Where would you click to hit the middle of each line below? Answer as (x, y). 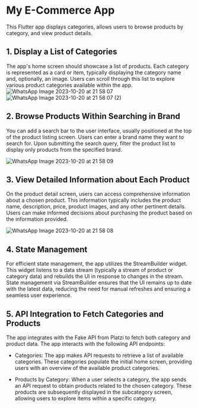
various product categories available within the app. (70, 85)
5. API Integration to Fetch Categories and (85, 314)
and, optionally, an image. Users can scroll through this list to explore (90, 78)
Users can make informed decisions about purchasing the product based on (99, 213)
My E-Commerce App (60, 10)
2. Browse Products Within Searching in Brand (93, 116)
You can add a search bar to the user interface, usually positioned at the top (99, 131)
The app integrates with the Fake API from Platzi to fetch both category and (98, 337)
